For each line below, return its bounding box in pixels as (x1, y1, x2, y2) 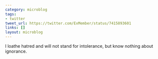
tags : (5, 12, 16, 17)
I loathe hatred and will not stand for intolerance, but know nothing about (5, 43, 154, 49)
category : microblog (5, 7, 48, 12)
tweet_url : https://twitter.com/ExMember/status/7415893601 (5, 20, 132, 26)
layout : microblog (5, 30, 43, 35)
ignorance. (5, 48, 27, 54)
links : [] (5, 25, 26, 30)
